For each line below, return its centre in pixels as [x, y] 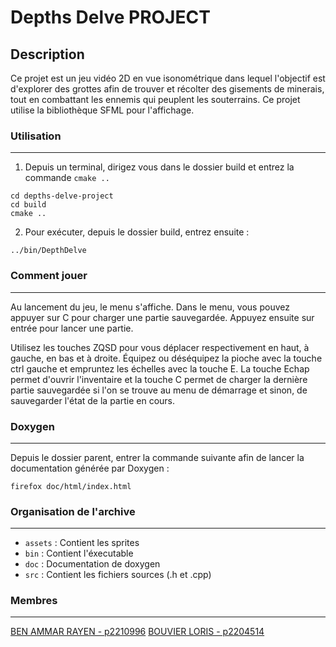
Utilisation [36, 136]
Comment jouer [49, 276]
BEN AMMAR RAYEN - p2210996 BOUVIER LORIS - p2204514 [137, 632]
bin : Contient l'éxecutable [79, 553]
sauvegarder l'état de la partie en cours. [93, 400]
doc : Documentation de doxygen [92, 564]
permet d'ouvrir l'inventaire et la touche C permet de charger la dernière [159, 379]
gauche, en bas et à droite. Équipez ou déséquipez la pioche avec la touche [166, 358]
